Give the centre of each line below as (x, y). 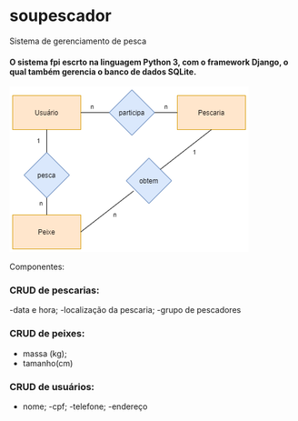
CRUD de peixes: (47, 334)
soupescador (60, 16)
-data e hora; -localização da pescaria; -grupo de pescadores (125, 310)
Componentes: (37, 267)
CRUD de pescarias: (55, 290)
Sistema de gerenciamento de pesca (78, 41)
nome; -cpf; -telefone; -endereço (85, 406)
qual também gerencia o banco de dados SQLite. (103, 71)
